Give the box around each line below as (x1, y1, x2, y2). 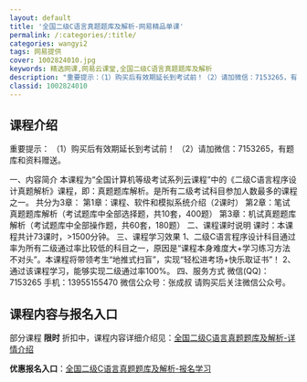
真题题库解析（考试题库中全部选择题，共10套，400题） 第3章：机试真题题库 (9, 208, 297, 219)
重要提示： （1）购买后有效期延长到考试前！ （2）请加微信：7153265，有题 (9, 143, 295, 154)
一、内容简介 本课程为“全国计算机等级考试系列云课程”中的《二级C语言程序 (9, 175, 290, 186)
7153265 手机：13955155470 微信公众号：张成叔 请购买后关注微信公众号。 (9, 277, 291, 288)
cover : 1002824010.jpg (9, 56, 96, 65)
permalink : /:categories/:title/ (9, 30, 137, 39)
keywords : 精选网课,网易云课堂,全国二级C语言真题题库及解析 (9, 65, 213, 74)
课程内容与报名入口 (9, 306, 118, 322)
